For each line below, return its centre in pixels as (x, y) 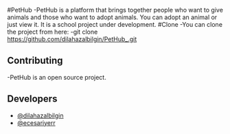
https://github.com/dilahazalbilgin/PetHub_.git (72, 39)
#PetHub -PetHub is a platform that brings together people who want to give (115, 10)
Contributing (35, 61)
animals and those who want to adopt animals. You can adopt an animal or (112, 17)
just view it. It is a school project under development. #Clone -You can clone (115, 24)
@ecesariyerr (36, 122)
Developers (32, 99)
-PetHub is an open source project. (57, 77)
